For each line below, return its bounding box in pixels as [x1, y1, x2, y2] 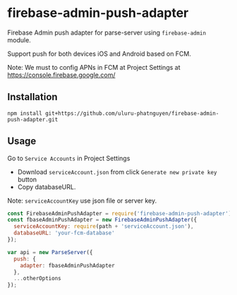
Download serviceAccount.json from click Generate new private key [17, 167, 217, 176]
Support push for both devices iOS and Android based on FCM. [7, 49, 192, 58]
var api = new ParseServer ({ [7, 248, 93, 255]
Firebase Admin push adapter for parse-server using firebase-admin [7, 28, 207, 37]
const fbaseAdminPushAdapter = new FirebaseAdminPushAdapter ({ [7, 217, 197, 224]
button [17, 175, 37, 183]
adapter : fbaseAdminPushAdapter [20, 262, 115, 269]
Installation [7, 91, 58, 103]
